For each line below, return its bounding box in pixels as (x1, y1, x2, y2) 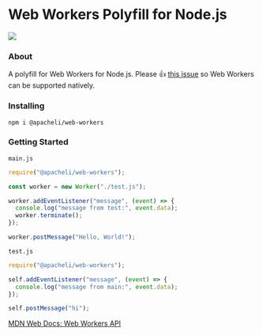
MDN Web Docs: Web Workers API (8, 318, 122, 329)
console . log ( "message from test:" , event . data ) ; (15, 204, 178, 213)
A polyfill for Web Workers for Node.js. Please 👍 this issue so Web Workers (8, 70, 255, 79)
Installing (8, 100, 45, 111)
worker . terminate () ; (15, 212, 83, 220)
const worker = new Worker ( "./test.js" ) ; (8, 183, 147, 190)
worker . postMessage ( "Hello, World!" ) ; (8, 233, 136, 242)
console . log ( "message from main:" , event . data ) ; (15, 283, 178, 291)
